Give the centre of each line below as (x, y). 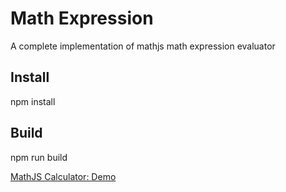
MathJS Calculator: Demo (63, 176)
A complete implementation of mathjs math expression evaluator (143, 46)
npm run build (39, 157)
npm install (33, 101)
